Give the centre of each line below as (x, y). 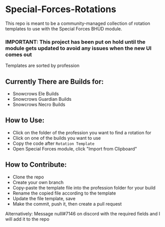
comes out (19, 54)
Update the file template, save (44, 198)
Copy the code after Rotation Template (54, 143)
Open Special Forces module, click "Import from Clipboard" (75, 148)
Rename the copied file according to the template (64, 193)
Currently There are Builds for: (55, 81)
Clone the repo (28, 177)
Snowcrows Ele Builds (36, 94)
